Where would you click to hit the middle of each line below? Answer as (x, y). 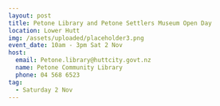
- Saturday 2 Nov (44, 90)
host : (17, 53)
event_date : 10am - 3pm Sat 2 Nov (66, 45)
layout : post (30, 16)
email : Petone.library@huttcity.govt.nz (83, 61)
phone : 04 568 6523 (48, 75)
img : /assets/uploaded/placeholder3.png (77, 38)
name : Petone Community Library (69, 68)
